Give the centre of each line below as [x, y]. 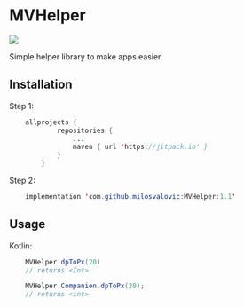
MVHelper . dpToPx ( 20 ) [63, 262]
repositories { [85, 130]
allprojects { [51, 122]
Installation [41, 85]
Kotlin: [21, 246]
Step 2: [22, 180]
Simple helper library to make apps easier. [86, 56]
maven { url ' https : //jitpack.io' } [140, 147]
